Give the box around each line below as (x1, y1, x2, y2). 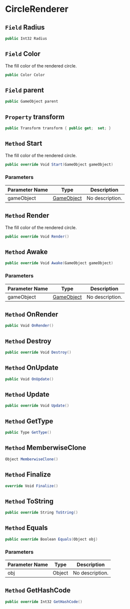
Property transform (5, 112, 65, 121)
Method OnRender (5, 310, 59, 318)
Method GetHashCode (5, 586, 71, 595)
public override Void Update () (5, 403, 69, 408)
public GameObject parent (5, 99, 58, 104)
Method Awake (5, 248, 48, 256)
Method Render (5, 211, 49, 220)
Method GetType (5, 417, 53, 425)
